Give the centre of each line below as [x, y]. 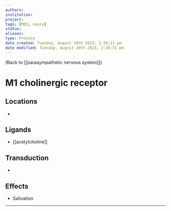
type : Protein [20, 39]
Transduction [27, 158]
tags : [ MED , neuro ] [26, 24]
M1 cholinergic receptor [56, 83]
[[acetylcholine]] [30, 142]
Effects [17, 186]
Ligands [18, 130]
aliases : [15, 34]
